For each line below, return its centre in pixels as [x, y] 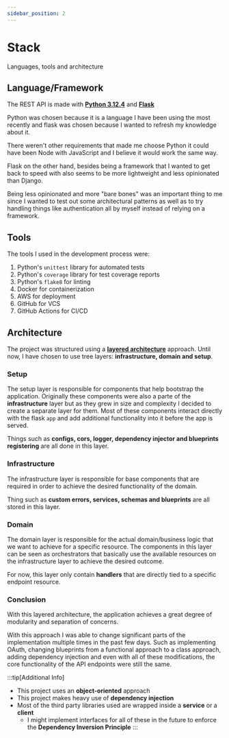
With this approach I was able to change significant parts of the [96, 635]
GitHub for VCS [39, 304]
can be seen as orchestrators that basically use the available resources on [112, 553]
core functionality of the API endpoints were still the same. [90, 664]
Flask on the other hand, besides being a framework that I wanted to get [109, 166]
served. [18, 425]
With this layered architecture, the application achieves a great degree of [110, 615]
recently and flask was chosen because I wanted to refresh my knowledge [112, 125]
